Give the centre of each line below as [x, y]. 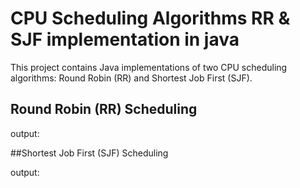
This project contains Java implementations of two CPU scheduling [149, 67]
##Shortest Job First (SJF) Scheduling [89, 153]
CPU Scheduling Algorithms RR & [150, 18]
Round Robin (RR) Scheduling [104, 109]
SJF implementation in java [125, 39]
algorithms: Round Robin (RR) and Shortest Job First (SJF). [131, 78]
